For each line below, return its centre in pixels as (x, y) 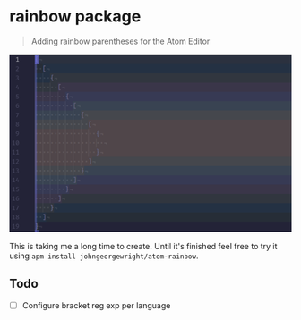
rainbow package (75, 17)
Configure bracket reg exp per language (96, 305)
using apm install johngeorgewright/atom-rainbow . (104, 256)
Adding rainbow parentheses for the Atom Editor (120, 41)
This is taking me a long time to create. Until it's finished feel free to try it (143, 246)
